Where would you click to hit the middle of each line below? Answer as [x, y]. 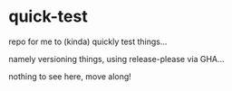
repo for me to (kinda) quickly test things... [88, 41]
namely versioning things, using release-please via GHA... [116, 59]
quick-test [48, 17]
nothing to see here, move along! [70, 76]
